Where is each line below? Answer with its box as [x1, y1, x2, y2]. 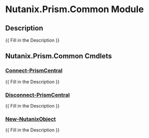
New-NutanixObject [5, 115, 56, 122]
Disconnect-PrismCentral [5, 91, 70, 98]
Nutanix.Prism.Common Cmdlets [5, 52, 112, 60]
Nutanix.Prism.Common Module [5, 4, 144, 15]
